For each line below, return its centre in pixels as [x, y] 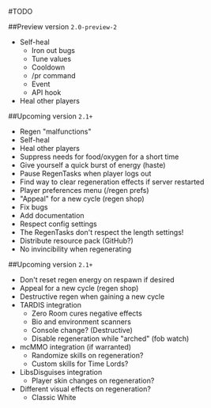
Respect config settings [58, 224]
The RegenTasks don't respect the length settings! [102, 232]
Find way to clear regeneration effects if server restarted [112, 182]
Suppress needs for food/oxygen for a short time [99, 157]
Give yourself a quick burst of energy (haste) [92, 165]
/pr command [54, 76]
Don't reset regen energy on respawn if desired [97, 280]
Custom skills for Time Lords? [80, 364]
